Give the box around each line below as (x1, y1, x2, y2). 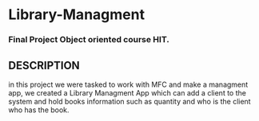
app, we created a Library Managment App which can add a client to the (8, 88, 246, 97)
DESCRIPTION (8, 58, 80, 72)
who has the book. (8, 105, 70, 115)
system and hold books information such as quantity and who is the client (8, 96, 251, 106)
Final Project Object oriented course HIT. (8, 34, 170, 45)
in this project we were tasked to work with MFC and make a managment (8, 80, 249, 89)
